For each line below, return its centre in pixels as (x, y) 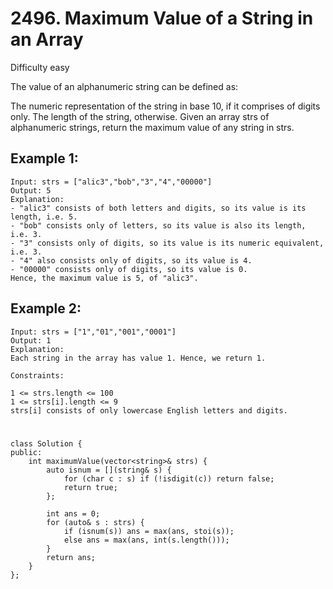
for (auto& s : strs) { (95, 522)
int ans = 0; (73, 513)
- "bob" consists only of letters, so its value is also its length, (158, 225)
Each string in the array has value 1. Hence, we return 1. (138, 358)
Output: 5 (31, 190)
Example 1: (44, 158)
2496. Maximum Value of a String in (162, 18)
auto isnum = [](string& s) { (109, 470)
